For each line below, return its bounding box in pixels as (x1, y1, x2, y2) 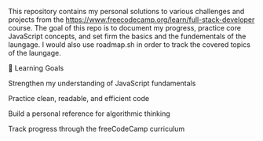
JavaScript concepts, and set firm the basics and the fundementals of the (8, 31, 247, 41)
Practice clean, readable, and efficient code (8, 94, 150, 103)
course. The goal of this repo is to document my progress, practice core (8, 23, 242, 32)
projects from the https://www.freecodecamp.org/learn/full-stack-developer (8, 15, 255, 24)
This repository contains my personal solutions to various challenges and (8, 7, 245, 16)
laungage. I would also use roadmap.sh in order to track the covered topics (8, 40, 251, 49)
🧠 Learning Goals (8, 63, 64, 73)
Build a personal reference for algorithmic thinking (8, 109, 170, 118)
